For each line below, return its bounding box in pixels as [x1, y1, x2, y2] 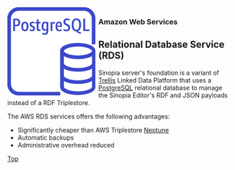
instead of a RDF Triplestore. [7, 98, 90, 107]
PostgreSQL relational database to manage [98, 83, 223, 92]
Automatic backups [17, 133, 75, 142]
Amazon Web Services [98, 17, 178, 27]
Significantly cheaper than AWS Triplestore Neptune [17, 126, 170, 134]
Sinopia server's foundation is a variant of [98, 68, 220, 77]
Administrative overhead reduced [17, 140, 115, 149]
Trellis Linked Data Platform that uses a [98, 75, 212, 84]
